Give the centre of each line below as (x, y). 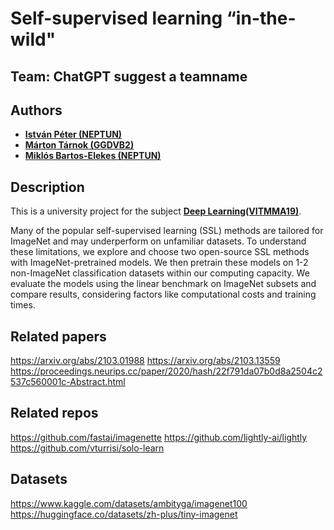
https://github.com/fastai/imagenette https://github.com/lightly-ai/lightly (159, 437)
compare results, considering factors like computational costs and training (163, 294)
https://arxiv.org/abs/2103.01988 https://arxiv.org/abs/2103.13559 (145, 361)
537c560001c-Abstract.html (68, 382)
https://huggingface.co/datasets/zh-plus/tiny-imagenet (124, 514)
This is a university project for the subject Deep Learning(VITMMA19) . (156, 211)
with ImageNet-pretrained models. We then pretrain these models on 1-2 (159, 263)
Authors (36, 110)
